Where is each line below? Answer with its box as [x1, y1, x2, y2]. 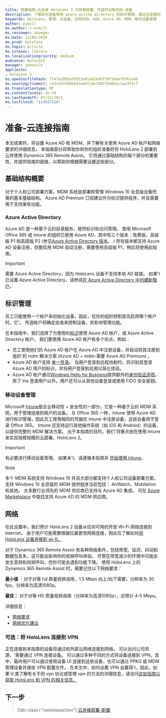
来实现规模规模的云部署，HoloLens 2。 [5, 435, 85, 441]
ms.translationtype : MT [5, 85, 54, 91]
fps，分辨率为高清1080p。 [5, 582, 59, 588]
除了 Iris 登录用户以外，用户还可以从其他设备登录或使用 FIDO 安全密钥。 [12, 378, 160, 384]
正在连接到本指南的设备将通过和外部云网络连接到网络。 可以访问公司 [5, 646, 145, 652]
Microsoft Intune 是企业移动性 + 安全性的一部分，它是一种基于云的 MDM [5, 403, 152, 410]
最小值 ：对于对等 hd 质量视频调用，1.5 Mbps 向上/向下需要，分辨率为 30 [5, 576, 155, 582]
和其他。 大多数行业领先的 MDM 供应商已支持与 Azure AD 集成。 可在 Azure [5, 487, 160, 493]
